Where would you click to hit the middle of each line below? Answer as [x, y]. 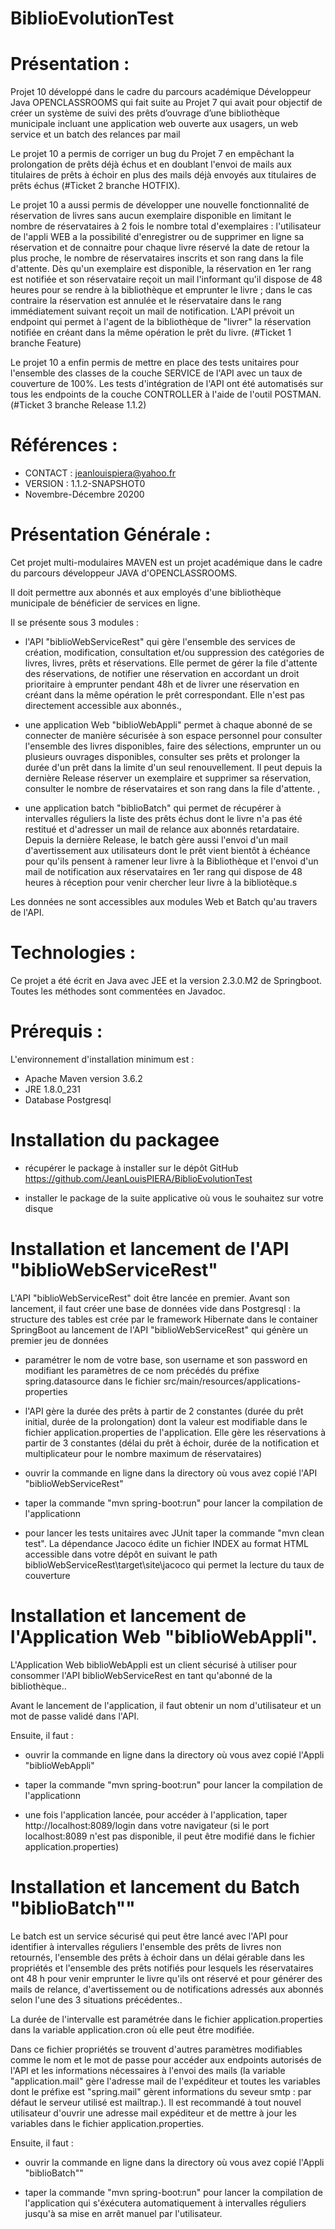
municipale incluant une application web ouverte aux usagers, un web [154, 124]
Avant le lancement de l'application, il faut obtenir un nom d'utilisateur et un [166, 1705]
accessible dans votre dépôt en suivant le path [121, 1554]
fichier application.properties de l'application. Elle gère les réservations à [175, 1432]
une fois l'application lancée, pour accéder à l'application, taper [156, 1814]
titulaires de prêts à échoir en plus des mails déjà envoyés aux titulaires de [163, 175]
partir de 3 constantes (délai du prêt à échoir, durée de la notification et [172, 1443]
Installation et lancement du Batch [155, 1886]
